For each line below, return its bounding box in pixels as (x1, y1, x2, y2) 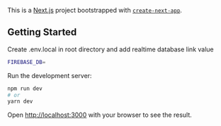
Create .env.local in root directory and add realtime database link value (7, 45, 214, 53)
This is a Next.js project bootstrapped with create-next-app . (7, 6, 183, 14)
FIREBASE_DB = (7, 58, 46, 65)
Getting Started (7, 26, 77, 38)
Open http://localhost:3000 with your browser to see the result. (7, 111, 193, 119)
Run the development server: (7, 71, 92, 80)
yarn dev (7, 98, 33, 105)
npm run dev (7, 84, 42, 92)
